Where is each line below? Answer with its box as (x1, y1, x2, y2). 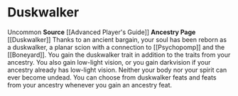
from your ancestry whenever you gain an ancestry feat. (7, 80, 173, 89)
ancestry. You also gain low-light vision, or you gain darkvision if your (7, 58, 211, 66)
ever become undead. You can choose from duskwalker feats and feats (7, 73, 217, 82)
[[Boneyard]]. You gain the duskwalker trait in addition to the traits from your (7, 50, 231, 59)
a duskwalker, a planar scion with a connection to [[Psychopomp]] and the (7, 43, 225, 51)
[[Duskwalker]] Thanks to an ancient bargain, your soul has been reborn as (7, 35, 227, 43)
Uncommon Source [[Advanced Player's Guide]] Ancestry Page (7, 28, 196, 36)
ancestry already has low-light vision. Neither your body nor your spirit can (7, 65, 227, 74)
